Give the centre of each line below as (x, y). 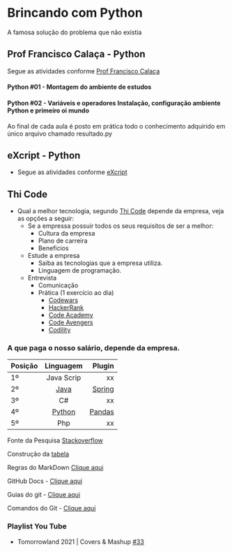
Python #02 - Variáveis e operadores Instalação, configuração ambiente (114, 103)
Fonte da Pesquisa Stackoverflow (55, 440)
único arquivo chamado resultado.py (60, 134)
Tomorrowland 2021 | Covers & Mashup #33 (80, 541)
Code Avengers (71, 322)
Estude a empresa (54, 256)
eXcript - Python (44, 155)
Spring (103, 389)
